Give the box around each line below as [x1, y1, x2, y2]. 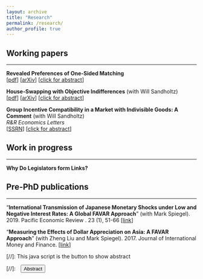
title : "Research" [6, 14, 53, 21]
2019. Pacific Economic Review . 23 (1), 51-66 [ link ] [6, 216, 134, 223]
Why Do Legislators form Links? [6, 164, 88, 172]
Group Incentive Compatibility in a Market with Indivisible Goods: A [6, 106, 179, 114]
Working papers [6, 48, 68, 58]
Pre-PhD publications [6, 182, 89, 192]
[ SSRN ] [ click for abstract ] [6, 125, 72, 133]
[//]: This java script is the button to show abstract [6, 252, 131, 260]
